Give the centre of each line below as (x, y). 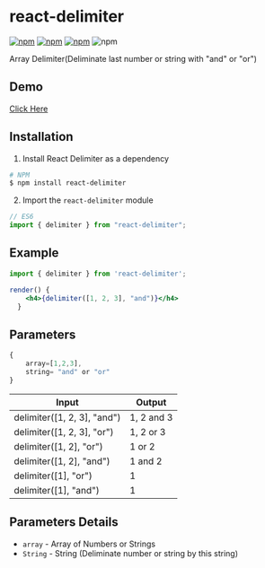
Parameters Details (64, 522)
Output (151, 402)
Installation (41, 137)
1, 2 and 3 (151, 417)
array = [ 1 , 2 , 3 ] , (54, 364)
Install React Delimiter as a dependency (95, 158)
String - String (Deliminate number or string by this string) (130, 553)
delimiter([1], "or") (53, 476)
